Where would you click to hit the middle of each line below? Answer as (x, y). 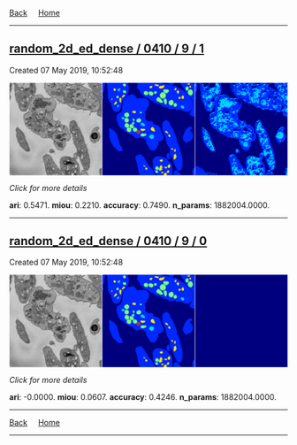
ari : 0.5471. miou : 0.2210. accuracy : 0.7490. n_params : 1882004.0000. (140, 205)
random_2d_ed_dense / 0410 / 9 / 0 (108, 241)
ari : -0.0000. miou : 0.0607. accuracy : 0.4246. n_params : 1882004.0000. (143, 397)
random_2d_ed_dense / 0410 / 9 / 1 (107, 49)
